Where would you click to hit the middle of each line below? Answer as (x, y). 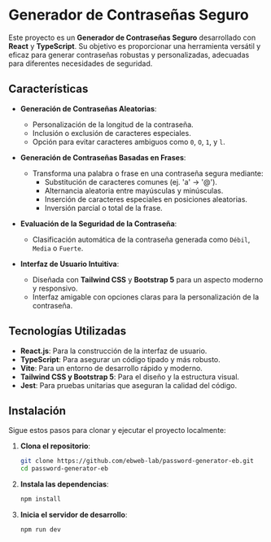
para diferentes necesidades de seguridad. (81, 63)
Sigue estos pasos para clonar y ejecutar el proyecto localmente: (117, 431)
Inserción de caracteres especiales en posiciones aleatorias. (146, 199)
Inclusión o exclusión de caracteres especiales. (111, 133)
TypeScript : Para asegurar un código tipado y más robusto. (120, 359)
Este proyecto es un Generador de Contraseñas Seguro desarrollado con (132, 37)
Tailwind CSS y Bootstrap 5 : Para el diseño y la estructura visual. (130, 377)
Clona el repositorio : (55, 446)
